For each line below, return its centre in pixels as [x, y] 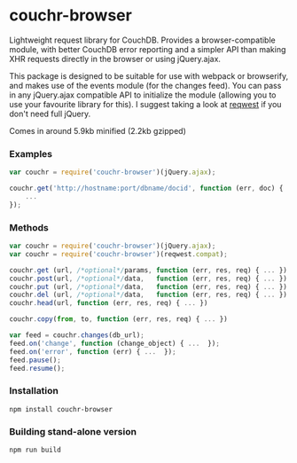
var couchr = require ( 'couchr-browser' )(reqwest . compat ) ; [118, 254]
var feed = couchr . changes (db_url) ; [77, 335]
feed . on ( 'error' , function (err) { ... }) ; [93, 351]
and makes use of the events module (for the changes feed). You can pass [145, 85]
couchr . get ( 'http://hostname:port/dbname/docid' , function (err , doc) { [146, 188]
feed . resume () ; [37, 368]
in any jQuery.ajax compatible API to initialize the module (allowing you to [143, 95]
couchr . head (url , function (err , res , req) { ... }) [109, 303]
